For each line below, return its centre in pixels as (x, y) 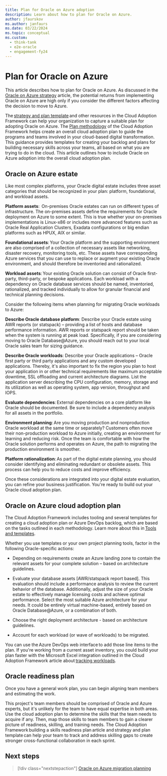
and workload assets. (27, 197)
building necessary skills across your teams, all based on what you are (78, 147)
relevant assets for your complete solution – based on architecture (80, 564)
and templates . (20, 534)
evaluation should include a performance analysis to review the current (85, 584)
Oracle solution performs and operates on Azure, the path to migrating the (81, 444)
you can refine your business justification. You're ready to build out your (79, 485)
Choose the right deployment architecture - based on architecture (80, 620)
